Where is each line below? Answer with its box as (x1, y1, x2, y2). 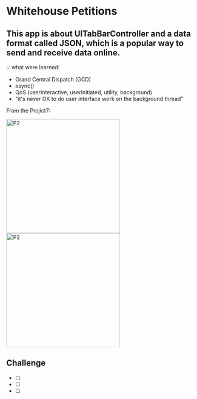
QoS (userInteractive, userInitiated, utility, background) (15, 89, 153, 95)
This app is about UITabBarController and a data (6, 29, 192, 39)
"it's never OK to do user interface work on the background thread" (15, 95, 184, 102)
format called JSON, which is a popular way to (6, 38, 184, 48)
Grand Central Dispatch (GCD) (15, 76, 91, 83)
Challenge (6, 358, 46, 369)
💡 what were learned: (6, 64, 60, 71)
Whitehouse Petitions (6, 4, 118, 18)
